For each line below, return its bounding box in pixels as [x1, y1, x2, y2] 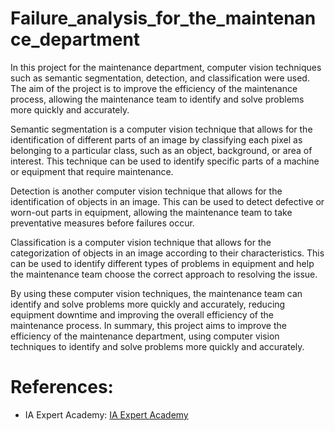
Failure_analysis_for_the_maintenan [10, 7, 317, 30]
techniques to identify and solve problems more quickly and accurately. [10, 340, 305, 352]
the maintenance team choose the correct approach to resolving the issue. [10, 268, 318, 280]
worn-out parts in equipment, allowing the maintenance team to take [10, 206, 293, 218]
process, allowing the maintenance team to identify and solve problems [10, 93, 305, 105]
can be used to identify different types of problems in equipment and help [10, 257, 315, 269]
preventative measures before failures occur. [10, 217, 195, 229]
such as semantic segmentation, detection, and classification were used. [10, 72, 310, 84]
